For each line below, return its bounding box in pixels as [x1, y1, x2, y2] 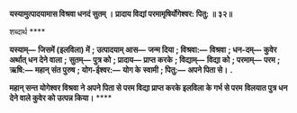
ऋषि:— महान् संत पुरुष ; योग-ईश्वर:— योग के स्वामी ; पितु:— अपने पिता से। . [9, 65, 233, 75]
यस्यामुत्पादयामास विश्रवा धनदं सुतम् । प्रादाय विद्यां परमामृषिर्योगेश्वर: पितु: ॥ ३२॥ [9, 9, 232, 19]
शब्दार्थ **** [9, 27, 46, 37]
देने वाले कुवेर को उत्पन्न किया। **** [9, 92, 112, 103]
